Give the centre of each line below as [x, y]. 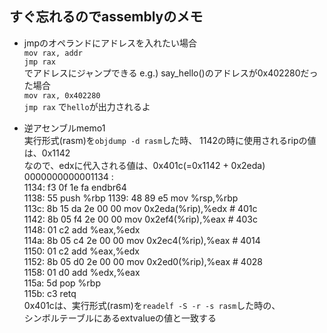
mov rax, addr [53, 53]
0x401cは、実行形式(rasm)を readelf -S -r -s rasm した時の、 [152, 305]
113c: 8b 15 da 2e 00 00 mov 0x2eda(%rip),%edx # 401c [140, 208]
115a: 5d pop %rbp [62, 283]
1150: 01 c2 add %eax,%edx [81, 251]
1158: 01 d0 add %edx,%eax [82, 272]
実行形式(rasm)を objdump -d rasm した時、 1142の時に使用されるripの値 [170, 140]
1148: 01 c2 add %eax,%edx [82, 229]
